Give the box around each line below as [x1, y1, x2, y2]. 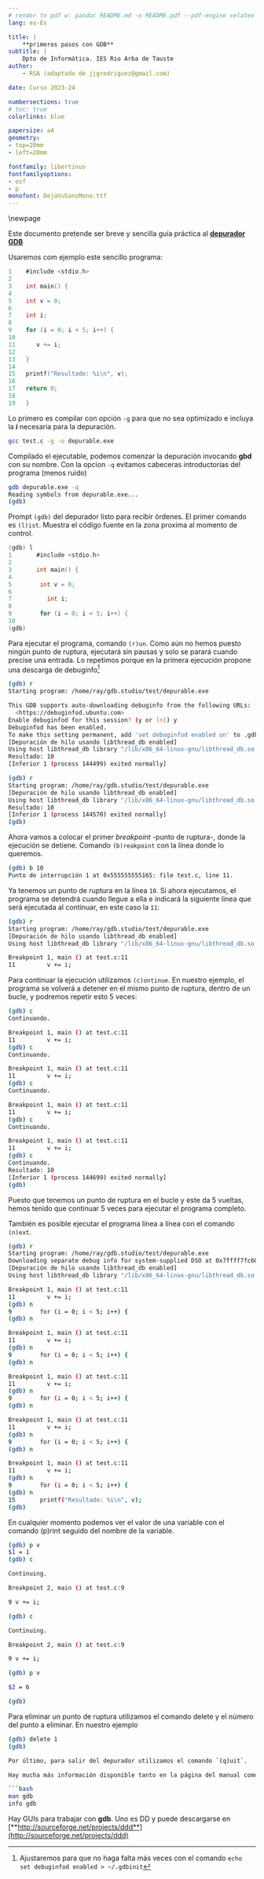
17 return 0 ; [8, 384, 58, 393]
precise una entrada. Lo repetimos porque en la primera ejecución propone [8, 655, 251, 664]
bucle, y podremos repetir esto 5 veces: [8, 992, 137, 1002]
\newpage [8, 214, 42, 223]
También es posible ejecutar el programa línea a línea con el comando [8, 1219, 235, 1228]
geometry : [8, 134, 41, 142]
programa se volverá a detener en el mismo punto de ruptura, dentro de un [8, 984, 251, 993]
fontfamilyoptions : [8, 170, 72, 178]
